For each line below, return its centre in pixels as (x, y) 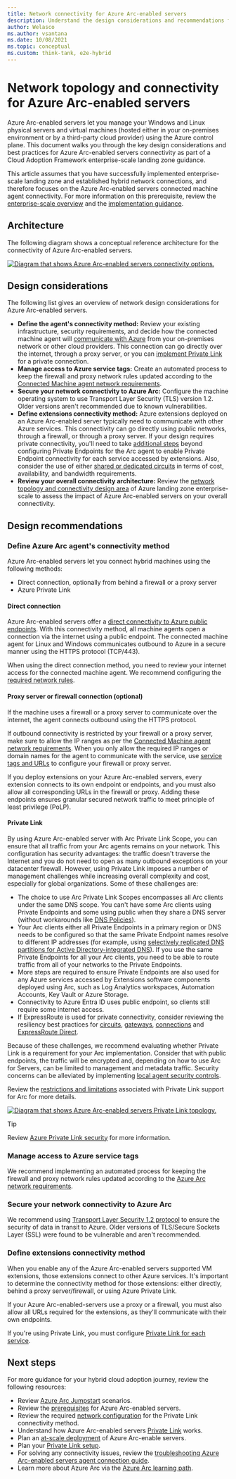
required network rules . (41, 680)
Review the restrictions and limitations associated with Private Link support (116, 1089)
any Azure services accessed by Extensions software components (114, 979)
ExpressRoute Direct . (48, 1032)
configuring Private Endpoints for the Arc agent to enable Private (111, 451)
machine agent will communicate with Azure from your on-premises (116, 339)
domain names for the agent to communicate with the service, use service (115, 755)
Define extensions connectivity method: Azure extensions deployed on (122, 414)
